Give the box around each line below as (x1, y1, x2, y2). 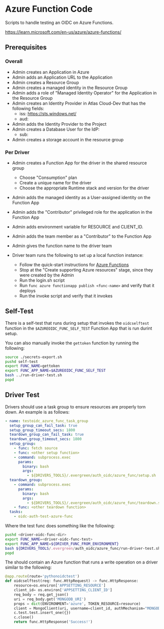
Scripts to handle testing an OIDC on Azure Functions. (5, 20, 114, 25)
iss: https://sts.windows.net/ (19, 111, 77, 116)
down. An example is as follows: (5, 409, 70, 415)
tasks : (9, 510, 23, 515)
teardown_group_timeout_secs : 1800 (9, 437, 82, 442)
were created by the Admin (19, 272, 74, 278)
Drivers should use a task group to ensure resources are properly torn (5, 404, 146, 409)
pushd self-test (5, 359, 38, 364)
